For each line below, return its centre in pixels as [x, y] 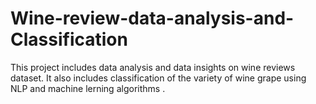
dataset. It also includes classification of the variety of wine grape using [158, 78]
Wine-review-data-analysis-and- [152, 18]
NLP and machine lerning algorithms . [88, 88]
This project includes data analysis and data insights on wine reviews [153, 67]
